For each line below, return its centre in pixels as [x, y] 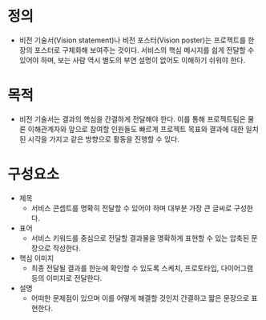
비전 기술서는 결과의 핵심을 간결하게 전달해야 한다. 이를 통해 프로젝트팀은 [132, 119]
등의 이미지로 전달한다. [66, 278]
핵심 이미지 [36, 258]
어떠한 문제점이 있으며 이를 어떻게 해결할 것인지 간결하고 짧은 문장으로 [140, 298]
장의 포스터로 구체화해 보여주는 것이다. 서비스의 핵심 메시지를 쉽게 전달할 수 [137, 50]
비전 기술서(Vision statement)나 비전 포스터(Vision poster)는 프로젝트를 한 [137, 40]
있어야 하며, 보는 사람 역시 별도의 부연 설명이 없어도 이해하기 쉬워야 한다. [132, 60]
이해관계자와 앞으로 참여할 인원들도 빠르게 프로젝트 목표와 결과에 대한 [136, 129]
